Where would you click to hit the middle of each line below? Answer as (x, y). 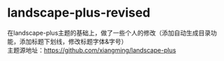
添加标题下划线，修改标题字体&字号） (73, 41)
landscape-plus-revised (79, 13)
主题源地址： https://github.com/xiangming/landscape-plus (92, 50)
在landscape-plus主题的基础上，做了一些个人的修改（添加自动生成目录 (109, 33)
